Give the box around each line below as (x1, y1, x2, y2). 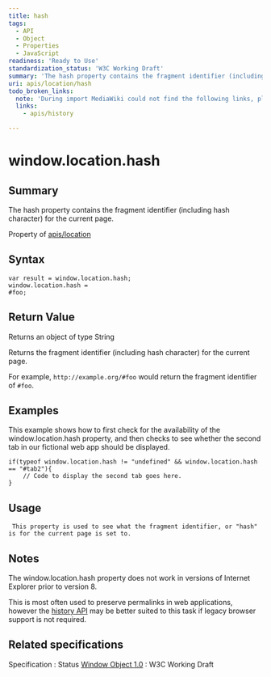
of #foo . (8, 380, 35, 390)
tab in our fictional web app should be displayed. (8, 442, 170, 452)
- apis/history (23, 110, 74, 118)
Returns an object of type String (8, 332, 115, 341)
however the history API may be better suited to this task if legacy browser (8, 606, 256, 616)
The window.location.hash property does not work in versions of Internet (8, 573, 251, 583)
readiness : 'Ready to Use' (8, 57, 99, 66)
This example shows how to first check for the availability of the (8, 425, 220, 435)
